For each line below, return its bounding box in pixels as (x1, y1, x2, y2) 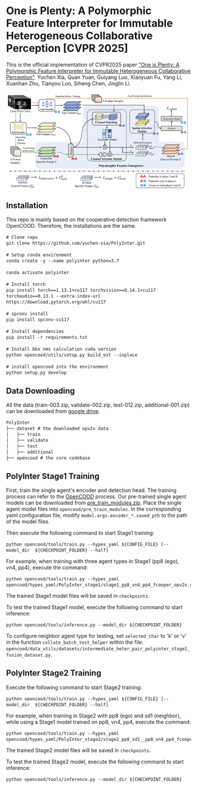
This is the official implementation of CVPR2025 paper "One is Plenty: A (6, 61, 180, 68)
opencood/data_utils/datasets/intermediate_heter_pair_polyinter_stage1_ (6, 646, 191, 651)
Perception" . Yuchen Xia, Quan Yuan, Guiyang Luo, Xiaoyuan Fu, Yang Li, (6, 74, 183, 81)
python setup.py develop (6, 370, 67, 376)
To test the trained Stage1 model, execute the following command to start (6, 603, 183, 610)
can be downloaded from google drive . (6, 408, 100, 415)
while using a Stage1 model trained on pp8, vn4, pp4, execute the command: (6, 718, 191, 725)
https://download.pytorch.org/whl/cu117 (6, 299, 107, 305)
